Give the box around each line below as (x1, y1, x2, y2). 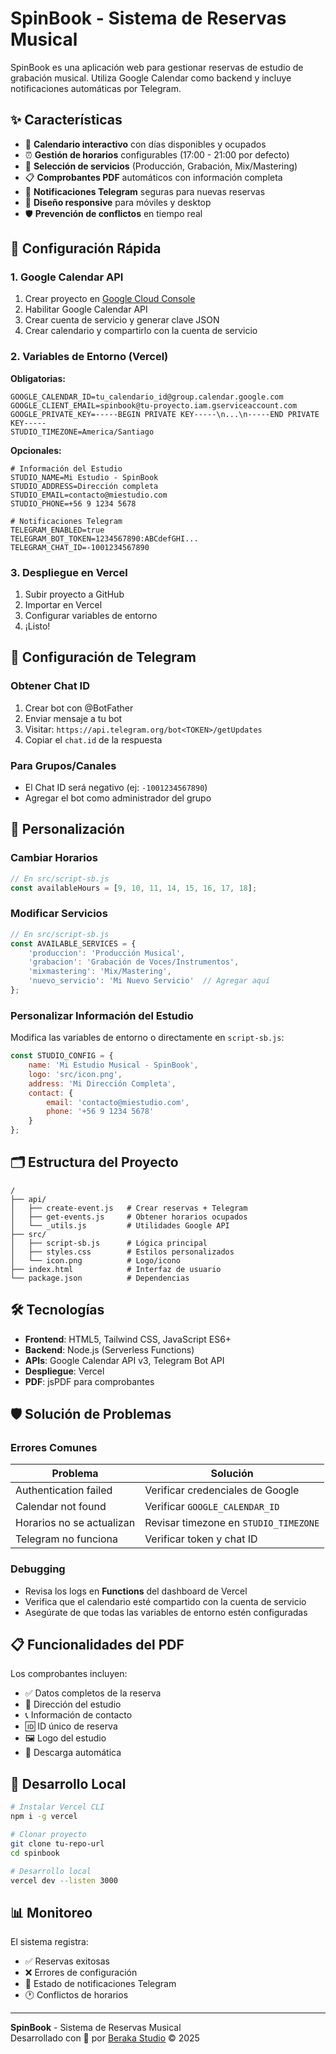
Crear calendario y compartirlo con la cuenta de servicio (24, 325, 258, 337)
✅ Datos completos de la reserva (24, 1687, 162, 1699)
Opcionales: (10, 444, 62, 456)
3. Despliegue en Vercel (10, 565, 128, 579)
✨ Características (10, 112, 123, 129)
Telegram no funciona (15, 1532, 118, 1546)
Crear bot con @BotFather (24, 702, 134, 714)
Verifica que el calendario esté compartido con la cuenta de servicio (24, 1595, 307, 1607)
